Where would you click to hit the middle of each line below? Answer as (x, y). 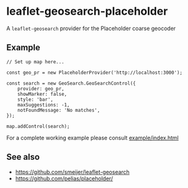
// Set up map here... (35, 62)
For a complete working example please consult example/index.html (93, 138)
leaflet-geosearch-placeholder (87, 11)
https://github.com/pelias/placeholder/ (64, 178)
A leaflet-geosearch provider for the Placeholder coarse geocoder (91, 28)
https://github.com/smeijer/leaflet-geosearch (72, 172)
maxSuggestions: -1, (44, 105)
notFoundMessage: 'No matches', (59, 110)
